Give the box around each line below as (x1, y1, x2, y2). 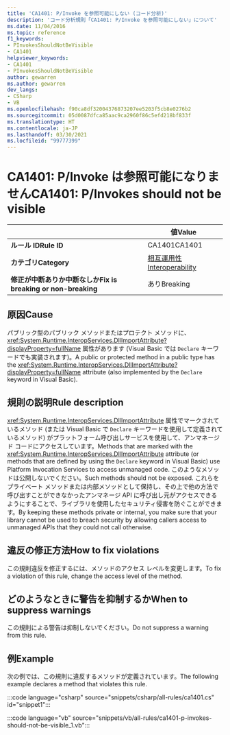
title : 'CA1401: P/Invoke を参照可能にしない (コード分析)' (7, 10, 168, 17)
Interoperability (147, 263, 196, 272)
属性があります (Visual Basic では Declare (81, 344, 200, 352)
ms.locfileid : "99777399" (7, 138, 81, 145)
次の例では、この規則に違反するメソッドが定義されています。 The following (7, 673, 219, 681)
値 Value (170, 228, 197, 237)
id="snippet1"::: (7, 701, 51, 709)
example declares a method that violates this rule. (7, 680, 147, 688)
